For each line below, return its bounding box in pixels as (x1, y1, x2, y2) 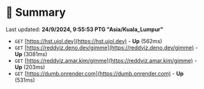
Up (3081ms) (14, 50, 48, 57)
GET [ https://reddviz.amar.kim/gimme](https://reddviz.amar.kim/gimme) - (14, 57, 197, 64)
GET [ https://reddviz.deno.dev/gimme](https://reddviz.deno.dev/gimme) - (14, 44, 199, 51)
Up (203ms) (14, 63, 45, 71)
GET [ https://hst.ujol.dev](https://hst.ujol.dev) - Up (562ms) (14, 37, 162, 44)
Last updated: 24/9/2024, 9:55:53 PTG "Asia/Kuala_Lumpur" (5, 26, 164, 33)
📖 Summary (5, 5, 66, 20)
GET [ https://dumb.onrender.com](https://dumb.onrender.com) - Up (14, 69, 184, 77)
